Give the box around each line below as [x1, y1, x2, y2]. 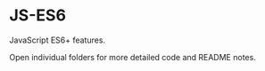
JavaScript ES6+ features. [9, 35, 105, 45]
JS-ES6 [9, 5, 67, 26]
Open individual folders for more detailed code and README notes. [9, 51, 256, 62]
